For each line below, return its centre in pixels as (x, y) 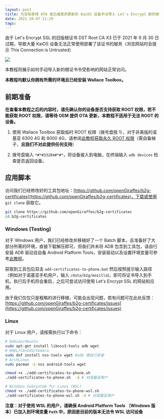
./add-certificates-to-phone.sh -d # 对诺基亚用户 (57, 378)
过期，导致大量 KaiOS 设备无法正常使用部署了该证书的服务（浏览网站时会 (79, 44)
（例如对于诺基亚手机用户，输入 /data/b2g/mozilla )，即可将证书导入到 (76, 275)
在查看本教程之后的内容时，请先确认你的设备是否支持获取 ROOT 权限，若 (79, 110)
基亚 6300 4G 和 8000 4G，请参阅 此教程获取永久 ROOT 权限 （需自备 (82, 138)
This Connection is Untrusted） (42, 50)
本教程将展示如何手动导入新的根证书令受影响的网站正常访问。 (67, 69)
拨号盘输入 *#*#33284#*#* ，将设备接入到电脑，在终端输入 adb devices (82, 155)
